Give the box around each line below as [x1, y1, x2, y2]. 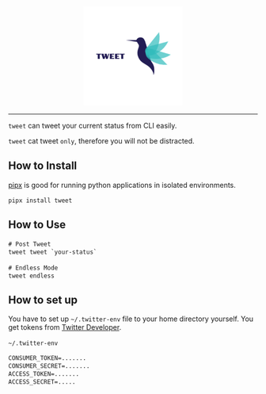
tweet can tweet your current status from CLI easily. [8, 121, 177, 130]
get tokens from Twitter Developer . [8, 323, 122, 332]
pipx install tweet [8, 197, 73, 205]
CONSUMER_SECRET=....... [8, 362, 90, 370]
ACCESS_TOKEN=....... [8, 370, 80, 378]
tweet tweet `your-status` [8, 248, 97, 256]
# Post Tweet [8, 240, 51, 248]
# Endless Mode [8, 264, 59, 272]
